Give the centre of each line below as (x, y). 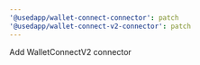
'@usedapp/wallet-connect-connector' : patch (94, 18)
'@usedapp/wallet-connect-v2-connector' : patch (100, 26)
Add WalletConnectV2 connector (71, 51)
